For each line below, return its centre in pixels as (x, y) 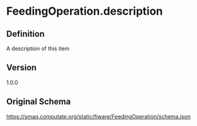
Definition (25, 34)
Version (21, 68)
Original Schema (39, 102)
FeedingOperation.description (85, 11)
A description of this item (38, 48)
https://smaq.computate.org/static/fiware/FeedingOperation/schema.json (99, 116)
